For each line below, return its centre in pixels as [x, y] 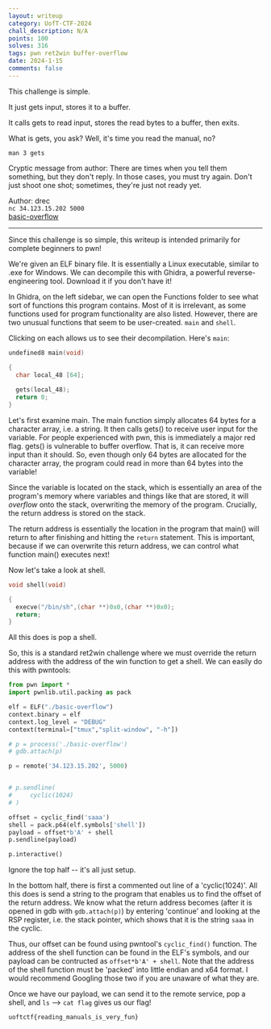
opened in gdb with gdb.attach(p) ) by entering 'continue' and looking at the [134, 911]
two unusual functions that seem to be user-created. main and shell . [122, 322]
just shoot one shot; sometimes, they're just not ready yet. [105, 185]
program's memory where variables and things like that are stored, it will [128, 496]
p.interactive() [35, 855]
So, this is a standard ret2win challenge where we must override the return [132, 653]
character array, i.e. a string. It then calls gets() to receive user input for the [133, 429]
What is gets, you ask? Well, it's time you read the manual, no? [112, 138]
